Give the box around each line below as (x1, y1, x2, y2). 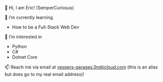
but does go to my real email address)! (5, 71, 85, 77)
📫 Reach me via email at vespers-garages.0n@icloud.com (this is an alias (5, 64, 158, 70)
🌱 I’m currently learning (5, 14, 53, 20)
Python (12, 43, 27, 49)
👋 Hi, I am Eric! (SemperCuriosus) (5, 5, 74, 10)
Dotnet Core (12, 54, 38, 60)
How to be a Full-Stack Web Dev (12, 24, 80, 30)
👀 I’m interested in (5, 34, 42, 39)
